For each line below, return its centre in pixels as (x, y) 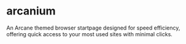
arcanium (31, 11)
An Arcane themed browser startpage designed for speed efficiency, (93, 28)
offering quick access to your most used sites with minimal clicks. (90, 34)
